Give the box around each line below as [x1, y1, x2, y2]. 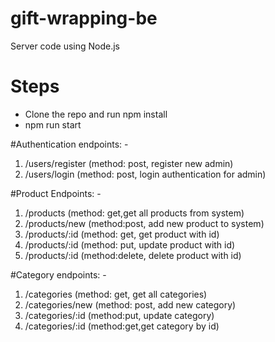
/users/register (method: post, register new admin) [24, 157, 234, 169]
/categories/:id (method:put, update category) [24, 309, 215, 321]
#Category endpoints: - [10, 268, 107, 281]
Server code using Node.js [10, 40, 121, 52]
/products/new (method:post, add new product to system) [24, 217, 265, 229]
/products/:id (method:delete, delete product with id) [24, 249, 242, 261]
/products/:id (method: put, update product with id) [24, 238, 236, 251]
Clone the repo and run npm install [24, 108, 168, 120]
